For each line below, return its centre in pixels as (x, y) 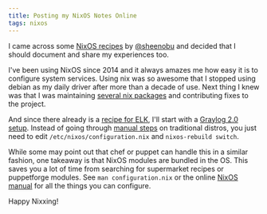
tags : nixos (28, 23)
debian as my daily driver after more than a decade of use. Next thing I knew (134, 87)
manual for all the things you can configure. (80, 185)
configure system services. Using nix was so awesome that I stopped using (132, 78)
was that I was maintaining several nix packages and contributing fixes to (128, 95)
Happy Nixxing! (33, 201)
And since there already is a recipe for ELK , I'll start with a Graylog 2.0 (124, 119)
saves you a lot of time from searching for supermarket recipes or (116, 168)
